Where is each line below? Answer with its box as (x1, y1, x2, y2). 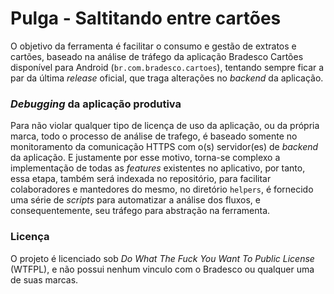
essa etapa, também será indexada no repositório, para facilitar (10, 173, 272, 185)
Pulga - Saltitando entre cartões (10, 7, 282, 30)
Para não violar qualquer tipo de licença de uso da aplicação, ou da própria (10, 120, 320, 132)
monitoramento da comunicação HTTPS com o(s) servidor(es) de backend (10, 141, 319, 153)
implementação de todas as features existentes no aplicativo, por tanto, (10, 162, 306, 174)
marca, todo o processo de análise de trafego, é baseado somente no (10, 130, 298, 142)
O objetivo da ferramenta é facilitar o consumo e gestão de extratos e (10, 40, 297, 52)
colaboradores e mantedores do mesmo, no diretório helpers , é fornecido (10, 183, 314, 196)
